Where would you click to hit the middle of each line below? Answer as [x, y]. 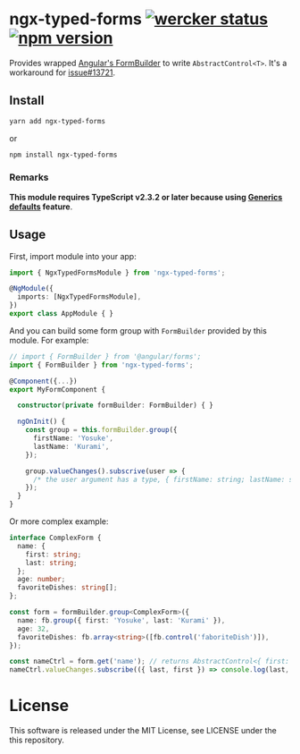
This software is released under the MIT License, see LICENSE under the [143, 731]
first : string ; [54, 555]
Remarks [29, 177]
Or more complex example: [59, 521]
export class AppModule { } [62, 314]
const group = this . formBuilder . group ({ [101, 430]
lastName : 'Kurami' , [71, 446]
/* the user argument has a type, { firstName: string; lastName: [159, 479]
